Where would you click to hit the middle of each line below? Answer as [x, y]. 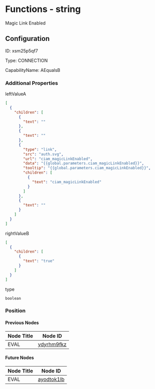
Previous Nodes [22, 323]
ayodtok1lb [51, 379]
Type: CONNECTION [26, 60]
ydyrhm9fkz [52, 344]
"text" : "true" [39, 261]
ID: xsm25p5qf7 [22, 50]
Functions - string [43, 9]
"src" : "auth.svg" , [43, 154]
